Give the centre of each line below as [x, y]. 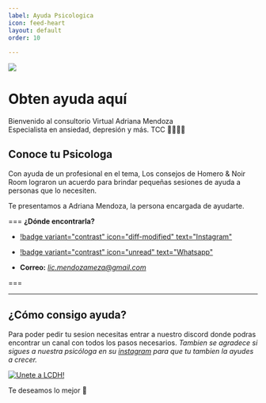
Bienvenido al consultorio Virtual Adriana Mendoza [91, 121]
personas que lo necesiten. [53, 190]
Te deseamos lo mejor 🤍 [47, 390]
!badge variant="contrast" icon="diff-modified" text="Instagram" [126, 236]
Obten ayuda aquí [68, 99]
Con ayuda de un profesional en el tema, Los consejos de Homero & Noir [127, 173]
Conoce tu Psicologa [61, 154]
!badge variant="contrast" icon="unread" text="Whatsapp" [116, 251]
